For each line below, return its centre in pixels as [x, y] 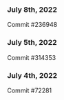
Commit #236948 [32, 25]
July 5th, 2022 [32, 43]
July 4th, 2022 [32, 75]
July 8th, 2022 [32, 10]
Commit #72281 [30, 90]
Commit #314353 [32, 57]
